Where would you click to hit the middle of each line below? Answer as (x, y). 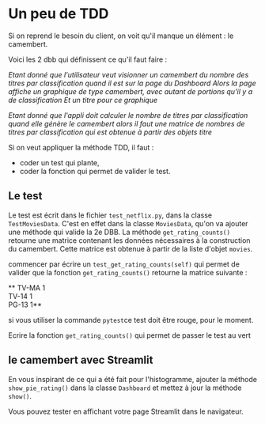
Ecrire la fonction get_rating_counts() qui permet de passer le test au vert (130, 335)
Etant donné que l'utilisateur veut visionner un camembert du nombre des (129, 74)
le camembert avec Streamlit (81, 360)
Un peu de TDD (59, 14)
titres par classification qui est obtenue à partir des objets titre (110, 132)
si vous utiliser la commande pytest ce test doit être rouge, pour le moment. (131, 320)
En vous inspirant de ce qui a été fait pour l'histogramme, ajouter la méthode (132, 379)
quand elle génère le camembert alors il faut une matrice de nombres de (127, 123)
